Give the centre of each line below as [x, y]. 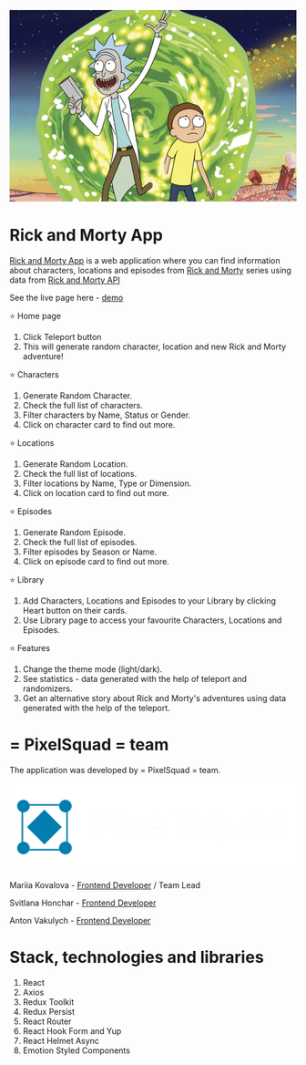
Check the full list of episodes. [80, 542]
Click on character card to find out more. [99, 424]
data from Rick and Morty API [65, 280]
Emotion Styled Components [76, 1050]
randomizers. [47, 688]
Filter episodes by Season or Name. [90, 552]
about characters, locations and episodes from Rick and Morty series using [150, 270]
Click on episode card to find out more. [96, 561]
